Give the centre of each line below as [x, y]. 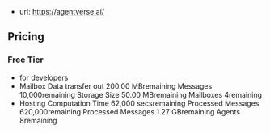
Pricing [26, 37]
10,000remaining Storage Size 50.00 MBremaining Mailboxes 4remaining [141, 94]
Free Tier [25, 60]
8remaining [38, 120]
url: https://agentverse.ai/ [62, 12]
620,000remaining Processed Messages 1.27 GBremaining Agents [129, 111]
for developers [44, 77]
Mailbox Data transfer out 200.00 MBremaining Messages [116, 86]
